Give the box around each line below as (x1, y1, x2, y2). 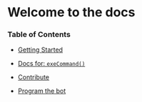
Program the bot (17, 86, 66, 96)
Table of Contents (7, 30, 71, 40)
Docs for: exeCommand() (17, 59, 86, 68)
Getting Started (17, 45, 63, 54)
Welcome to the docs (7, 4, 136, 21)
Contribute (17, 73, 50, 81)
